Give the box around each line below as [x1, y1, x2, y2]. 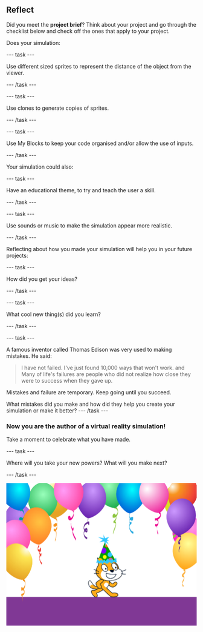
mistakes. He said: [6, 352, 53, 360]
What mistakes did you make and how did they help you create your [6, 400, 175, 408]
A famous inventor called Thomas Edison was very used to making [6, 346, 172, 353]
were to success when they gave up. [21, 377, 113, 384]
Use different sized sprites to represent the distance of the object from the [6, 62, 192, 70]
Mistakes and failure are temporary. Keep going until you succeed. [6, 388, 172, 396]
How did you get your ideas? [6, 275, 78, 283]
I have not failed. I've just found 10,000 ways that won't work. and [21, 364, 185, 371]
